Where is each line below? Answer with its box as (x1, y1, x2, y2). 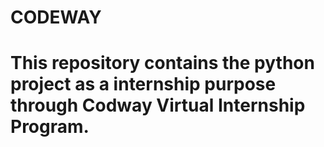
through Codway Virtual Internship (10, 94, 306, 117)
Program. (10, 116, 90, 138)
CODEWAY (10, 6, 102, 29)
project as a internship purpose (10, 73, 277, 96)
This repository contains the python (10, 52, 315, 75)
